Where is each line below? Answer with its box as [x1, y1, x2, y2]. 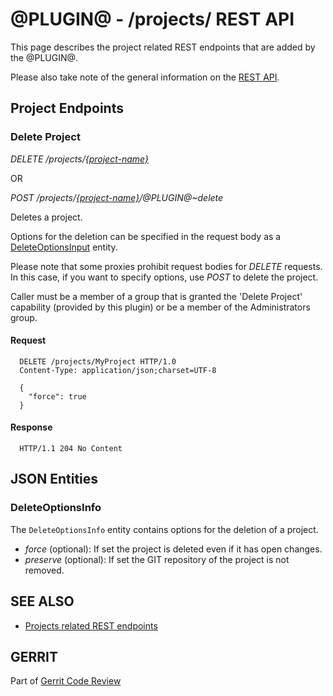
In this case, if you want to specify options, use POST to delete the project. [10, 271, 319, 283]
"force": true [28, 391, 87, 402]
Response [10, 421, 53, 433]
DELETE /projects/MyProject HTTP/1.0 [19, 356, 177, 367]
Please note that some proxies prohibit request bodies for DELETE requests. [10, 260, 323, 272]
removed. [24, 564, 65, 576]
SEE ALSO [10, 593, 75, 610]
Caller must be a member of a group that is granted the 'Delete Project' [10, 290, 303, 302]
